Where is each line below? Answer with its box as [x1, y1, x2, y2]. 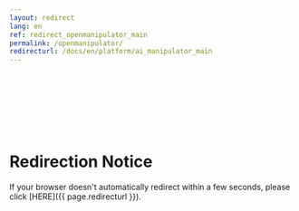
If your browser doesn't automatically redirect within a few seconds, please [9, 182, 291, 193]
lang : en [9, 22, 43, 31]
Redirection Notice [9, 151, 153, 172]
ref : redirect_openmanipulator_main [9, 30, 148, 39]
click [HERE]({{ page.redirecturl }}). [9, 191, 142, 202]
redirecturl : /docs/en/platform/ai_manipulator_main [9, 47, 213, 56]
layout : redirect [9, 13, 75, 23]
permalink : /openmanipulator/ [9, 38, 124, 48]
